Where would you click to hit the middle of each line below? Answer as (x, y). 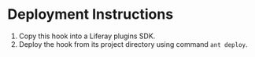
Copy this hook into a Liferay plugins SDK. (87, 36)
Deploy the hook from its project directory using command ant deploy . (133, 44)
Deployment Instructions (91, 14)
